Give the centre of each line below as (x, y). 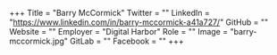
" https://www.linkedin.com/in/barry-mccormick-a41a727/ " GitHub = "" (139, 22)
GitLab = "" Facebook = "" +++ (127, 41)
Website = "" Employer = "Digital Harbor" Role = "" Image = (119, 31)
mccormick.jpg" (39, 41)
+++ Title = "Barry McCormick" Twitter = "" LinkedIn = (109, 13)
